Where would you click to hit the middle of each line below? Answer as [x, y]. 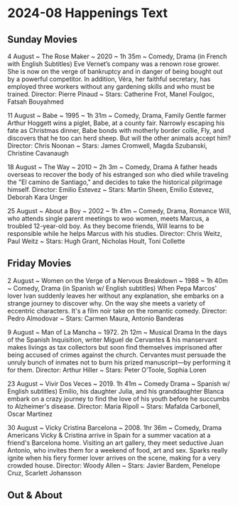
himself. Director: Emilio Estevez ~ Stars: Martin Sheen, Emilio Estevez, [111, 189]
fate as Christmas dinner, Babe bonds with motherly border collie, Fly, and [116, 130]
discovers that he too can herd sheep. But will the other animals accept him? [119, 138]
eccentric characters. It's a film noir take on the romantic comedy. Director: [117, 311]
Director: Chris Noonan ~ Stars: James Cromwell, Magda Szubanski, [107, 146]
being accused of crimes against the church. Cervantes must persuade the [117, 355]
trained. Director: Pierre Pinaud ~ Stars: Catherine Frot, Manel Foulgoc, [111, 94]
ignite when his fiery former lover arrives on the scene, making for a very [114, 458]
